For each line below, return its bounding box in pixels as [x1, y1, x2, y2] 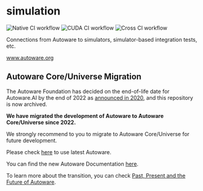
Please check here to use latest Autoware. [6, 148, 112, 155]
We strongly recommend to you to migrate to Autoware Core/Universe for [6, 130, 190, 137]
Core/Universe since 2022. [6, 118, 76, 126]
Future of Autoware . [6, 178, 56, 186]
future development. [6, 137, 58, 144]
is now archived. [6, 100, 47, 108]
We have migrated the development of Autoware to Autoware [6, 112, 164, 119]
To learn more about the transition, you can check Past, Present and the [6, 172, 186, 179]
